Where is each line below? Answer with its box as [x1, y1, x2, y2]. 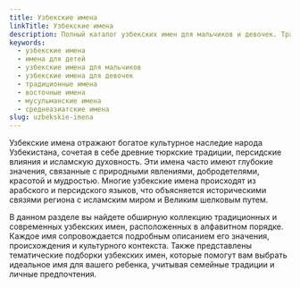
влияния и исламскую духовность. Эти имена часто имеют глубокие [9, 157, 274, 167]
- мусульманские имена [17, 96, 102, 106]
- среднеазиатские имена [17, 105, 110, 114]
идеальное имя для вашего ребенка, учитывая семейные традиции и [9, 259, 275, 270]
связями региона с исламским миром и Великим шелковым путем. [9, 194, 269, 206]
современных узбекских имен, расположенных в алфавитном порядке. [9, 221, 284, 233]
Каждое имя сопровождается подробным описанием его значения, [9, 231, 270, 241]
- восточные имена [17, 88, 87, 97]
